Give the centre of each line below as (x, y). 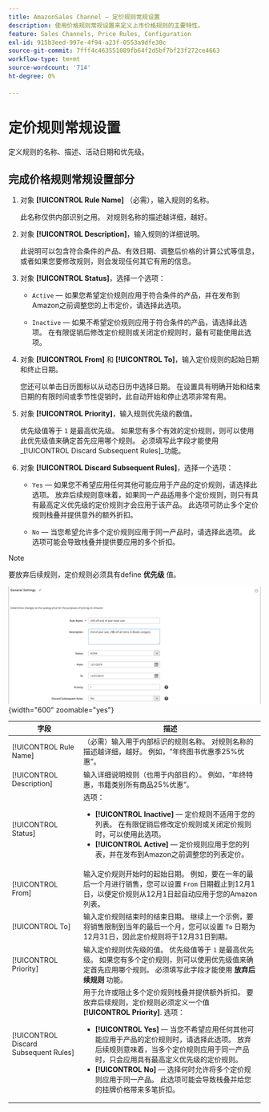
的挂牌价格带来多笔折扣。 (137, 1089)
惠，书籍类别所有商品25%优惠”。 (138, 784)
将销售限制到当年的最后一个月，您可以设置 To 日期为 (169, 927)
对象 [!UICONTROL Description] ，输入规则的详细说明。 (112, 234)
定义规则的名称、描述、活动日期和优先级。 (78, 152)
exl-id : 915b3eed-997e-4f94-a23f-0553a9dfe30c (87, 43)
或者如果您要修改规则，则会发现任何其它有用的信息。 (108, 262)
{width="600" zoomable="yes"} (61, 709)
